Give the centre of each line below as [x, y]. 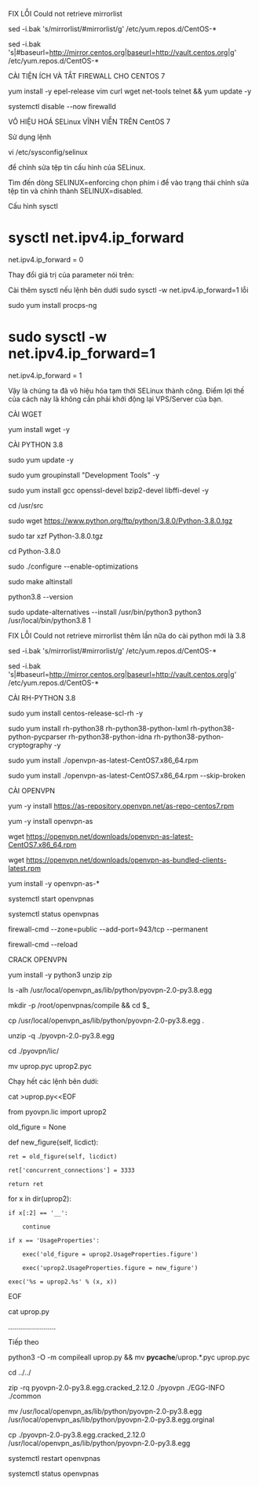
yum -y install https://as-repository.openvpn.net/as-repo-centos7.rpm [121, 806]
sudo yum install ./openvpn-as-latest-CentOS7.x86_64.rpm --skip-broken [127, 775]
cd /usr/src [26, 505]
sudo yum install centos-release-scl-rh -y [76, 713]
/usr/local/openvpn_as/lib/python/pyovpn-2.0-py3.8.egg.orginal [111, 1419]
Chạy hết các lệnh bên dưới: [54, 1081]
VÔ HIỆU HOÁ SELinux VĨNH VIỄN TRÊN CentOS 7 [89, 122]
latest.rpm [25, 868]
